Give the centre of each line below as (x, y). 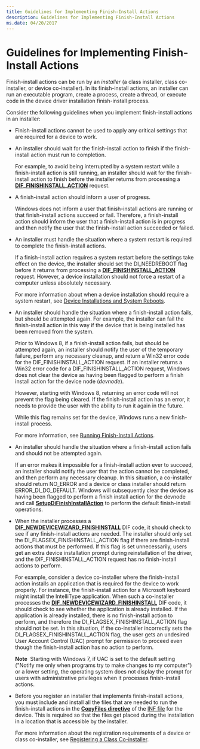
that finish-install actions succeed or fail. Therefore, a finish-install (96, 215)
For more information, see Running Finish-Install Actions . (85, 436)
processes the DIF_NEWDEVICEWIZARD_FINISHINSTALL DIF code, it (101, 603)
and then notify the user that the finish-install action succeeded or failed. (104, 228)
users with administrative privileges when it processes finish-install (97, 678)
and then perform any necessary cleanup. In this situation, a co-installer (103, 478)
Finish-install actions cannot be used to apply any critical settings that (101, 131)
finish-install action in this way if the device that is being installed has (100, 325)
